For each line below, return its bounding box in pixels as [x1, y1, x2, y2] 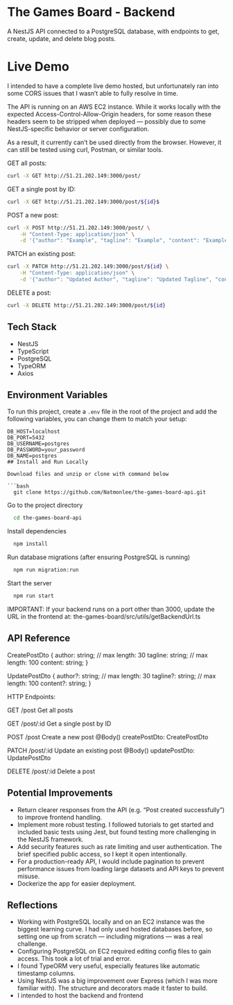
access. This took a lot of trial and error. [17, 954, 132, 963]
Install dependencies [7, 527, 67, 535]
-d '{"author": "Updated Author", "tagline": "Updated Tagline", [19, 276, 213, 283]
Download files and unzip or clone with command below [7, 471, 169, 478]
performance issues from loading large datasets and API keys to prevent [17, 864, 224, 873]
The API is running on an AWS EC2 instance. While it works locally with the [7, 102, 221, 111]
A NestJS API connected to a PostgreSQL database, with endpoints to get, [7, 27, 220, 35]
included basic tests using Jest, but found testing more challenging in [17, 827, 216, 836]
